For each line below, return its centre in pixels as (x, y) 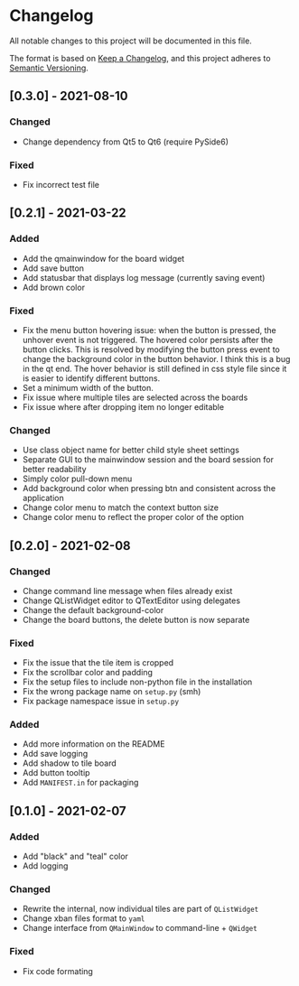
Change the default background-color (93, 609)
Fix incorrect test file (61, 184)
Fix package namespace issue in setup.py (100, 702)
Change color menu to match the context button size (121, 507)
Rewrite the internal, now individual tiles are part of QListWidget (140, 909)
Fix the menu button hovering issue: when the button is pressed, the (149, 330)
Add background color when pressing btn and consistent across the (149, 488)
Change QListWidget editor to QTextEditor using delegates (131, 600)
